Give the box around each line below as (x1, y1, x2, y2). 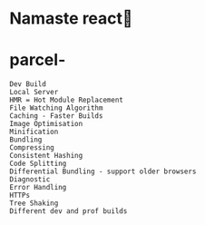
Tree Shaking (9, 199, 59, 208)
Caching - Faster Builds (9, 112, 103, 121)
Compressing (9, 143, 54, 152)
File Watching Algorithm (9, 103, 103, 112)
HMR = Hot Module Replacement (9, 95, 124, 105)
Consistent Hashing (9, 152, 83, 161)
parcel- (9, 50, 66, 71)
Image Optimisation (9, 120, 83, 129)
